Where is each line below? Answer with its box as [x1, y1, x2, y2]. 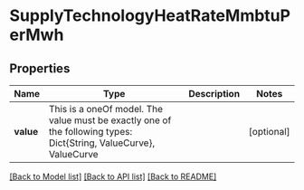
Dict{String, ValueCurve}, [48, 137, 156, 149]
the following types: [48, 126, 133, 138]
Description [188, 88, 241, 100]
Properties [9, 61, 71, 76]
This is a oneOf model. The [48, 103, 164, 115]
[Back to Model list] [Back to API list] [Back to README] [9, 171, 217, 182]
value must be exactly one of [48, 114, 172, 127]
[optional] [248, 126, 290, 138]
